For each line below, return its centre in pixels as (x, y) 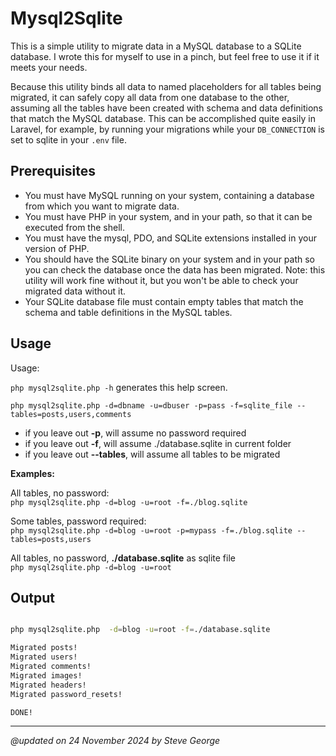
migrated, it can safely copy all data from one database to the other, (150, 97)
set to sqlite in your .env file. (68, 139)
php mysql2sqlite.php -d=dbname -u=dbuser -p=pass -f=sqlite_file (151, 405)
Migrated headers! (48, 685)
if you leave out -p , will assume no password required (135, 433)
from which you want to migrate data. (102, 206)
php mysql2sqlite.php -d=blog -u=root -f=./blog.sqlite (129, 502)
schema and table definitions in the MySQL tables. (128, 312)
